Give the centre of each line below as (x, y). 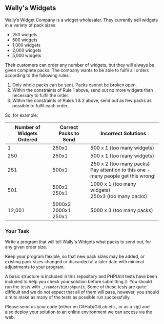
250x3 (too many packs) (119, 196)
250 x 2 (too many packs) (120, 164)
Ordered (28, 139)
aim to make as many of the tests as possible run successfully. (68, 297)
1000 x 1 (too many (113, 184)
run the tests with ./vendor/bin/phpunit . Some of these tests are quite (76, 287)
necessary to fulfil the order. (41, 95)
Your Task (17, 231)
